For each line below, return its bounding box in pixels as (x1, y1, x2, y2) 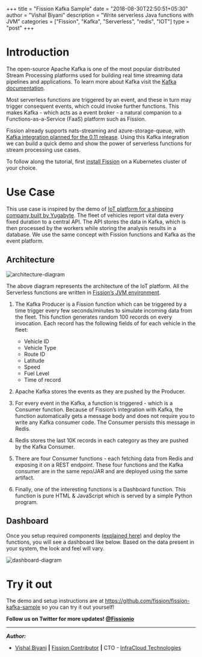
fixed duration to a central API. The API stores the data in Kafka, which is (6, 218, 186, 225)
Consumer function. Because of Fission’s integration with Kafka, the (14, 406, 183, 413)
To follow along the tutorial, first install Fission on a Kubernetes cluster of (6, 158, 187, 165)
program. (14, 498, 38, 505)
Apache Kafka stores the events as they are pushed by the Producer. (14, 388, 186, 395)
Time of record (23, 376, 61, 383)
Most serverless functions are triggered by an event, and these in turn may (6, 96, 192, 103)
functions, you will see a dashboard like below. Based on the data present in (6, 538, 194, 546)
